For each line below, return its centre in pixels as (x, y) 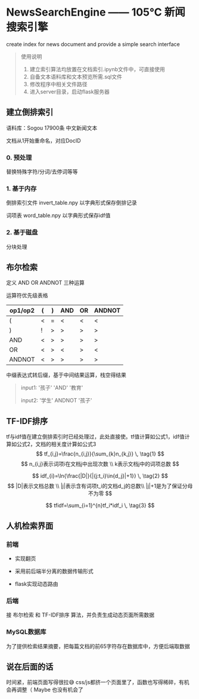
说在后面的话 (30, 666)
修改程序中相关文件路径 (58, 84)
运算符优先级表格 (27, 295)
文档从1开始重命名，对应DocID (44, 141)
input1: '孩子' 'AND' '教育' (52, 388)
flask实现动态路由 (36, 584)
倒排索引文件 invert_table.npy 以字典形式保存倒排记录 (71, 203)
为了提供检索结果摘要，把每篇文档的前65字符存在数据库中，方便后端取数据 (98, 646)
